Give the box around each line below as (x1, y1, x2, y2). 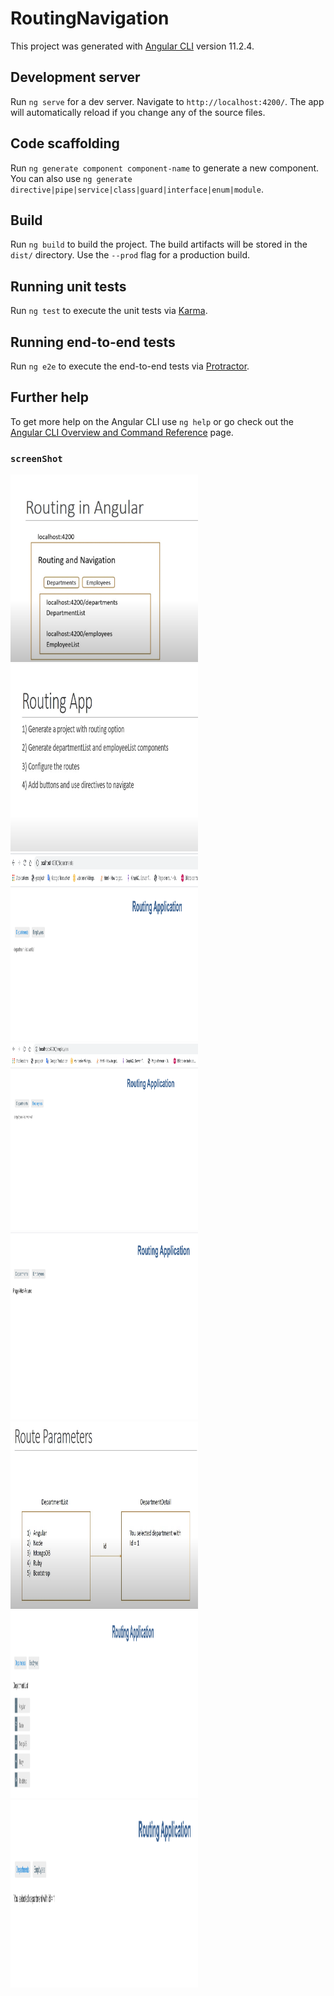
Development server (10, 69, 141, 86)
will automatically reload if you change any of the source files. (10, 106, 266, 118)
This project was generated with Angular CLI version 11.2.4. (10, 40, 255, 52)
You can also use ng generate (10, 172, 133, 184)
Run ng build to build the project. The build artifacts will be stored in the (10, 238, 308, 251)
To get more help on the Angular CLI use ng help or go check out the (10, 415, 294, 427)
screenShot (10, 453, 63, 464)
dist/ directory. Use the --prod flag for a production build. (10, 249, 250, 261)
